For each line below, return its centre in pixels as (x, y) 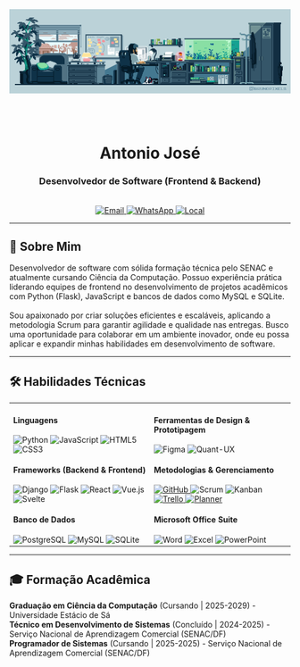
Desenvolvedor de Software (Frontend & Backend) (150, 181)
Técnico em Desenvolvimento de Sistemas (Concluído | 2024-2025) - (140, 624)
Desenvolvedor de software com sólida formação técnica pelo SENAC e (142, 268)
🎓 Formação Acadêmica (80, 579)
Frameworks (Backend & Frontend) (79, 470)
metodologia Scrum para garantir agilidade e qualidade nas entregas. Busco (149, 325)
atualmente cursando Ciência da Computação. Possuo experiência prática (146, 278)
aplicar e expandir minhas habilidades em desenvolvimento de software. (142, 344)
